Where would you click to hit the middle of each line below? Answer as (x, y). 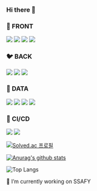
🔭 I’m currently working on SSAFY (48, 182)
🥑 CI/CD (18, 119)
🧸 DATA (18, 89)
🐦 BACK (19, 56)
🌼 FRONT (20, 26)
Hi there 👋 (21, 10)
